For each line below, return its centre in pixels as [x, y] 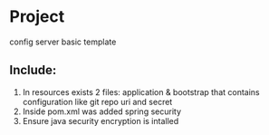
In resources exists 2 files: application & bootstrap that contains [141, 92]
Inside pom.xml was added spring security [102, 111]
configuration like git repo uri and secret [97, 101]
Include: [33, 70]
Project [37, 17]
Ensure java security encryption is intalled [101, 121]
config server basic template [63, 42]
